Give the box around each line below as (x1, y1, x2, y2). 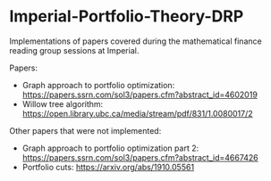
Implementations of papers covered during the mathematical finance (9, 36, 262, 46)
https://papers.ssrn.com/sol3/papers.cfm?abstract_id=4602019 (21, 89, 258, 100)
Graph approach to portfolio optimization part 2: (21, 143, 199, 153)
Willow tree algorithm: (21, 98, 104, 109)
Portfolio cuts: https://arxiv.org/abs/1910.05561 (21, 161, 195, 172)
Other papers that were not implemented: (9, 125, 162, 136)
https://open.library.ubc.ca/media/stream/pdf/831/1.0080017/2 (21, 108, 253, 119)
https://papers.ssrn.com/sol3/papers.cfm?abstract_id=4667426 (21, 152, 259, 162)
